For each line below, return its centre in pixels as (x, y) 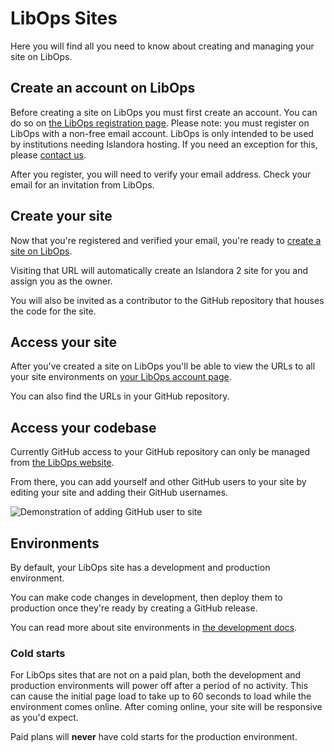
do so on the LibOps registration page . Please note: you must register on (160, 123)
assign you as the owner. (61, 281)
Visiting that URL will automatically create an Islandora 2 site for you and (159, 270)
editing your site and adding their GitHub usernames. (119, 493)
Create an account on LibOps (103, 88)
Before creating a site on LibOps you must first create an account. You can (164, 112)
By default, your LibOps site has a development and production (140, 567)
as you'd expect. (44, 718)
